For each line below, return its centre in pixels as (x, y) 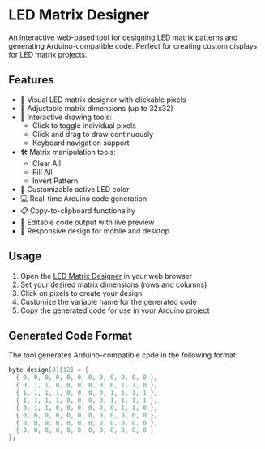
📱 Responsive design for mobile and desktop (95, 231)
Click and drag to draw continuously (93, 134)
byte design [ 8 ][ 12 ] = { (49, 370)
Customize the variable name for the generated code (108, 301)
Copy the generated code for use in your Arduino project (115, 310)
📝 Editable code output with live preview (87, 222)
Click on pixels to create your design (81, 293)
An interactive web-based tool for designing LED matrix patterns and (123, 37)
